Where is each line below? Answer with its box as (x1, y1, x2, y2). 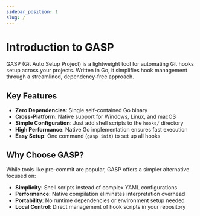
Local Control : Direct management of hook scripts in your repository (15, 203, 186, 211)
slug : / (6, 14, 26, 21)
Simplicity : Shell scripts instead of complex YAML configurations (15, 184, 178, 191)
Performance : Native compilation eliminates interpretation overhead (15, 191, 185, 198)
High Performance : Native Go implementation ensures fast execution (15, 126, 189, 133)
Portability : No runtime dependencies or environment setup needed (15, 197, 185, 204)
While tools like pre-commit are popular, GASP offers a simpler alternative (6, 166, 190, 173)
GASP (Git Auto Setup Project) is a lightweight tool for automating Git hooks (6, 60, 195, 68)
